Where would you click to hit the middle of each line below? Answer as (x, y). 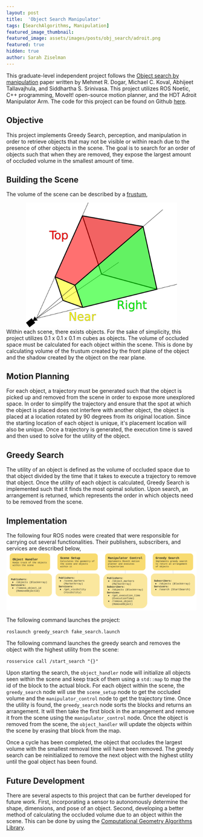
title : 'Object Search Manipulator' (54, 19)
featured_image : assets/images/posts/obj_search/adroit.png (84, 38)
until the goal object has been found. (52, 762)
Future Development (46, 781)
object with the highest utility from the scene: (63, 650)
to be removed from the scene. (45, 502)
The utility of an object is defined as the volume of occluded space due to (98, 470)
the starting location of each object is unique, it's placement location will (96, 423)
